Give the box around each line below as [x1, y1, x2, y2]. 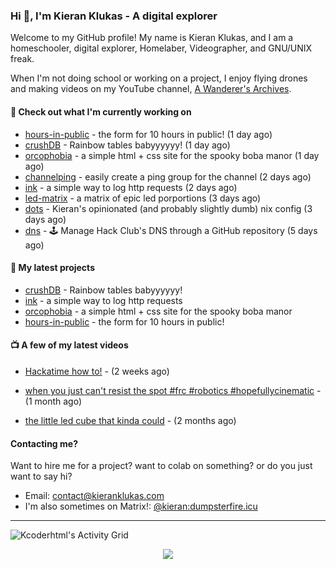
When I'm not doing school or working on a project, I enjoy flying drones [10, 72, 308, 84]
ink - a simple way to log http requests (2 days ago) [24, 181, 238, 193]
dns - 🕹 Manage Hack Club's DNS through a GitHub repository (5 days [24, 224, 318, 236]
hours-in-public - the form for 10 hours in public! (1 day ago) [24, 128, 273, 140]
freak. [10, 53, 35, 65]
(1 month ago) [24, 395, 83, 407]
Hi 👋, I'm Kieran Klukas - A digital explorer [10, 9, 218, 23]
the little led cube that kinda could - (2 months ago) [24, 414, 237, 426]
